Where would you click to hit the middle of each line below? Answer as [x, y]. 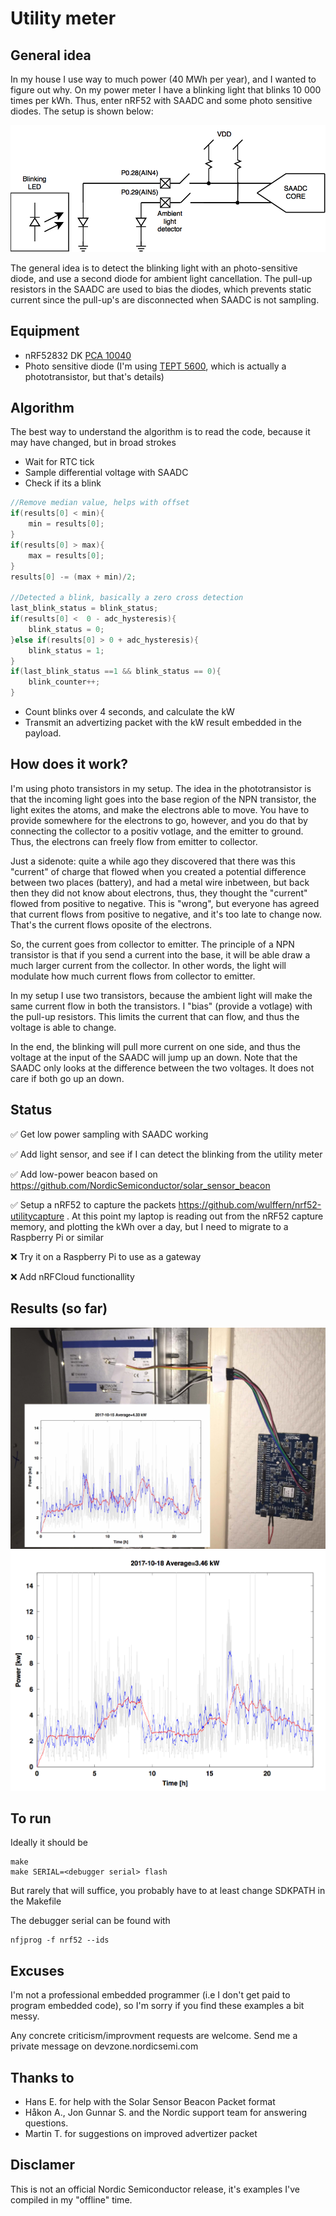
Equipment [45, 331]
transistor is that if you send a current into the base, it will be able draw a [160, 954]
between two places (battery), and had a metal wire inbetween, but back [160, 882]
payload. [43, 733]
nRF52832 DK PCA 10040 [78, 355]
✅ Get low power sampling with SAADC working [109, 1134]
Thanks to [42, 2077]
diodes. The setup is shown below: [82, 111]
